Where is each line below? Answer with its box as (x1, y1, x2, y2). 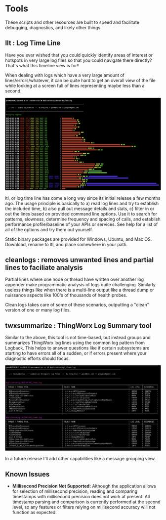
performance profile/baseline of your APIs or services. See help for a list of (5, 221, 158, 227)
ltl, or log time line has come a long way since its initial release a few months (5, 195, 161, 201)
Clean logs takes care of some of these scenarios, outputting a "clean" (5, 302, 150, 308)
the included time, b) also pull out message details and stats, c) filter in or (5, 206, 155, 212)
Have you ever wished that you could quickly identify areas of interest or (5, 52, 153, 58)
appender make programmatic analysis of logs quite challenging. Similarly (5, 282, 156, 288)
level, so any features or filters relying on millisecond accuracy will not (12, 504, 156, 510)
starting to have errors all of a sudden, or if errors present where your (5, 350, 147, 356)
